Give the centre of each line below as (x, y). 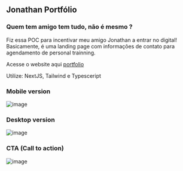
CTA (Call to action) (35, 148)
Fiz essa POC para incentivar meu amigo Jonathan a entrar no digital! (92, 40)
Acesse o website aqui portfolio (45, 64)
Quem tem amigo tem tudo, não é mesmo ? (69, 27)
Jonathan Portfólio (42, 10)
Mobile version (28, 91)
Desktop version (30, 120)
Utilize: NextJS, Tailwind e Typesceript (54, 76)
